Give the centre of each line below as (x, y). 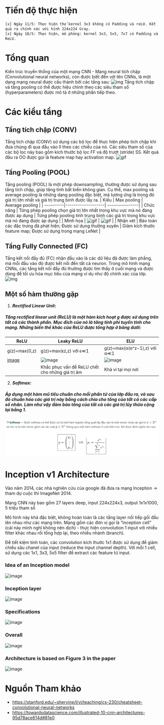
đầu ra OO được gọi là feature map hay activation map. (60, 157)
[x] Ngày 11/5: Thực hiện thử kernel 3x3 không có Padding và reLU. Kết (81, 24)
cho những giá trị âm (61, 372)
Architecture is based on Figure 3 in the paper (61, 658)
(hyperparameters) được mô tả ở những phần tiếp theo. (61, 92)
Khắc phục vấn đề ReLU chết (70, 367)
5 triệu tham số (20, 508)
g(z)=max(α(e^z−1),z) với (130, 348)
